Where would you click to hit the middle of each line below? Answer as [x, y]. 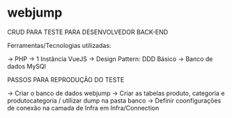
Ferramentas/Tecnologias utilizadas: [59, 45]
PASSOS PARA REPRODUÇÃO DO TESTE [66, 79]
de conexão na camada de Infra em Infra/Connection [83, 108]
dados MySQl [27, 66]
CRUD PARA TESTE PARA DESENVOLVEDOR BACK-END [88, 32]
